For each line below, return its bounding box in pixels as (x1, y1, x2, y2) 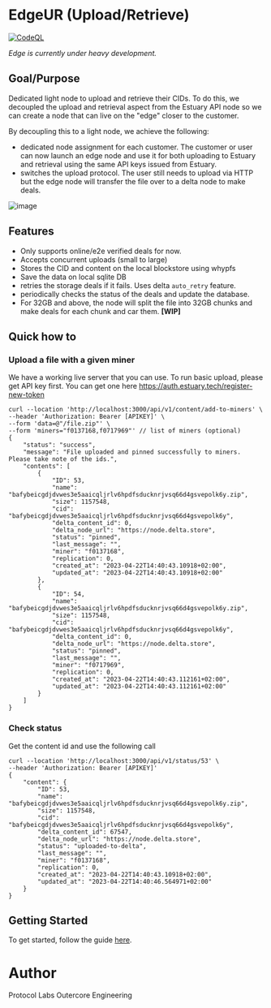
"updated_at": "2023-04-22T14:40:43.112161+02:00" (51, 683, 227, 691)
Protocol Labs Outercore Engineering (8, 990, 132, 1000)
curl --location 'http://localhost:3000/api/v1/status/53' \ (8, 756, 220, 765)
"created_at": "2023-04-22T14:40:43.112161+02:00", (51, 675, 230, 683)
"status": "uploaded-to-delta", (37, 842, 148, 850)
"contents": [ (23, 463, 71, 471)
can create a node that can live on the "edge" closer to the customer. (8, 110, 239, 120)
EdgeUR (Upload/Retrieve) (8, 6, 190, 24)
